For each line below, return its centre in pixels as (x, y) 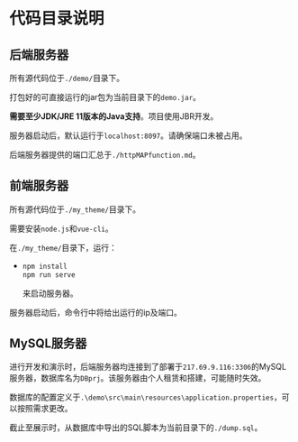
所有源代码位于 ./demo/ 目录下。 (67, 78)
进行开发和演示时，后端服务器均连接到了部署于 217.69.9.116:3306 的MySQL (148, 367)
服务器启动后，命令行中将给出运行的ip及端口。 (95, 312)
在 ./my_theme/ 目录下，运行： (63, 247)
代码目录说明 (57, 18)
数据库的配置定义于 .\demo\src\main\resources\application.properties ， (145, 397)
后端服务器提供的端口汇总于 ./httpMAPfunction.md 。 (105, 155)
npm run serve (49, 275)
